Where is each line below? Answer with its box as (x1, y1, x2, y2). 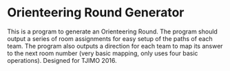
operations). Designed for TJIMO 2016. (7, 56, 117, 64)
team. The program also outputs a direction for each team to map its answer (7, 42, 223, 50)
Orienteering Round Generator (7, 5, 185, 20)
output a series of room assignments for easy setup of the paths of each (7, 34, 213, 42)
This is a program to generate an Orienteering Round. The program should (7, 27, 218, 35)
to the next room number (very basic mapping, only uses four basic (7, 49, 198, 57)
